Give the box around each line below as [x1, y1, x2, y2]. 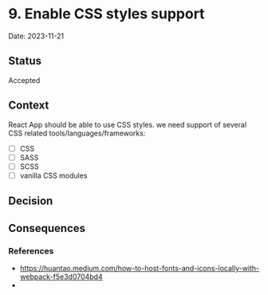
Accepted [8, 75, 41, 85]
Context [8, 99, 49, 112]
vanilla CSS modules [19, 171, 88, 180]
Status [8, 54, 42, 68]
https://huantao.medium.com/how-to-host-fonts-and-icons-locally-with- [19, 263, 260, 273]
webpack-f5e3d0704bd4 [19, 272, 103, 281]
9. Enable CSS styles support [8, 5, 205, 23]
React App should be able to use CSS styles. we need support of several [8, 120, 247, 129]
